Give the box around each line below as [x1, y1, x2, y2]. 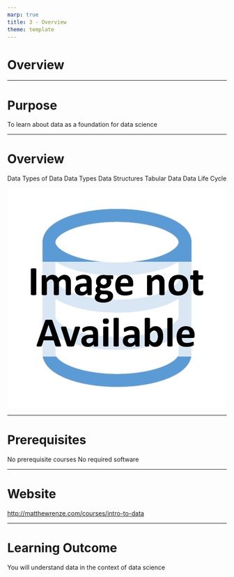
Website [7, 486, 56, 502]
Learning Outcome [7, 540, 118, 556]
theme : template [7, 26, 54, 33]
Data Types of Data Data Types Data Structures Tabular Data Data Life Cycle [7, 174, 227, 183]
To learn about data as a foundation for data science [7, 121, 158, 129]
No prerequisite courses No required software [7, 455, 139, 463]
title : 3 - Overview [7, 18, 68, 26]
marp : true [7, 11, 39, 18]
